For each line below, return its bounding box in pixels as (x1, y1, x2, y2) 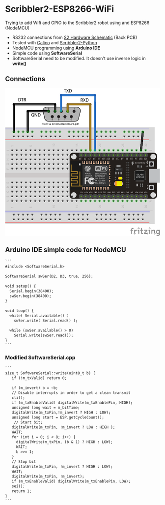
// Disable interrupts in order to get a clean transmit (11, 390, 131, 395)
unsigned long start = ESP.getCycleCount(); (11, 415, 105, 420)
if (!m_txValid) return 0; (11, 376, 67, 381)
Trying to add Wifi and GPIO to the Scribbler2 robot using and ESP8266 (5, 20, 150, 26)
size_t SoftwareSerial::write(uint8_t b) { (5, 371, 96, 376)
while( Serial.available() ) (9, 313, 69, 318)
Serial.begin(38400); (9, 289, 54, 294)
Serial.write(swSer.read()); (14, 333, 74, 338)
